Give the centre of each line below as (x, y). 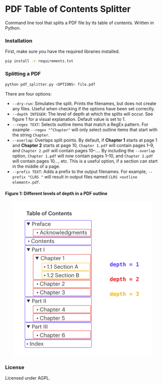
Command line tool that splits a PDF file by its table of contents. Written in (80, 23)
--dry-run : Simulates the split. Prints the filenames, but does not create (84, 104)
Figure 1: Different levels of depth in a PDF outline (56, 193)
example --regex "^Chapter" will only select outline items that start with (85, 130)
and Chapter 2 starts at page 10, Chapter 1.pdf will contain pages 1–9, (83, 145)
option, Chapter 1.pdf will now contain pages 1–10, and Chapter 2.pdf (82, 156)
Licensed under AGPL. (28, 378)
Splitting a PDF (23, 74)
